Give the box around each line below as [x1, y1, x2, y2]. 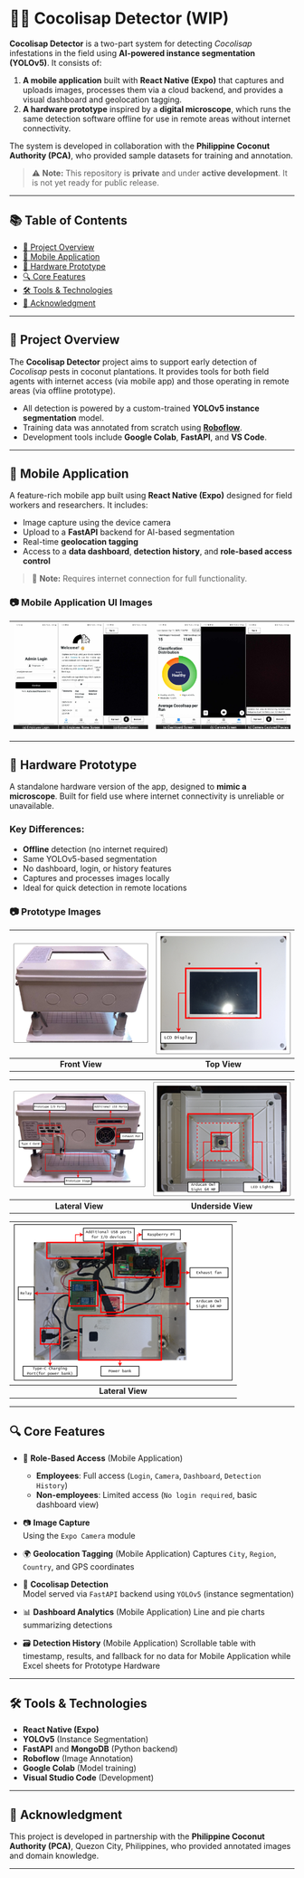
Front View [60, 1058, 102, 1070]
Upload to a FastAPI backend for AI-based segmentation [22, 526, 235, 537]
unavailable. [9, 801, 54, 811]
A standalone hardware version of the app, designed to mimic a [9, 782, 247, 792]
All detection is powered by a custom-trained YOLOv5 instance [22, 403, 260, 413]
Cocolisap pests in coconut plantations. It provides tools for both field [9, 365, 270, 376]
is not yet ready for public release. [31, 176, 160, 188]
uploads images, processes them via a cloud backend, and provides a [22, 84, 283, 95]
